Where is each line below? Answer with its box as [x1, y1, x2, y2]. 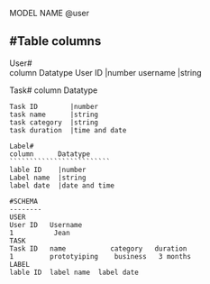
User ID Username [9, 220, 83, 229]
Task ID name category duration [9, 243, 187, 253]
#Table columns [9, 33, 102, 49]
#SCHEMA [9, 197, 39, 206]
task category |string [9, 117, 99, 127]
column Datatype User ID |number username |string [9, 67, 202, 78]
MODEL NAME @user [9, 8, 90, 18]
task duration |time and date [9, 125, 127, 134]
